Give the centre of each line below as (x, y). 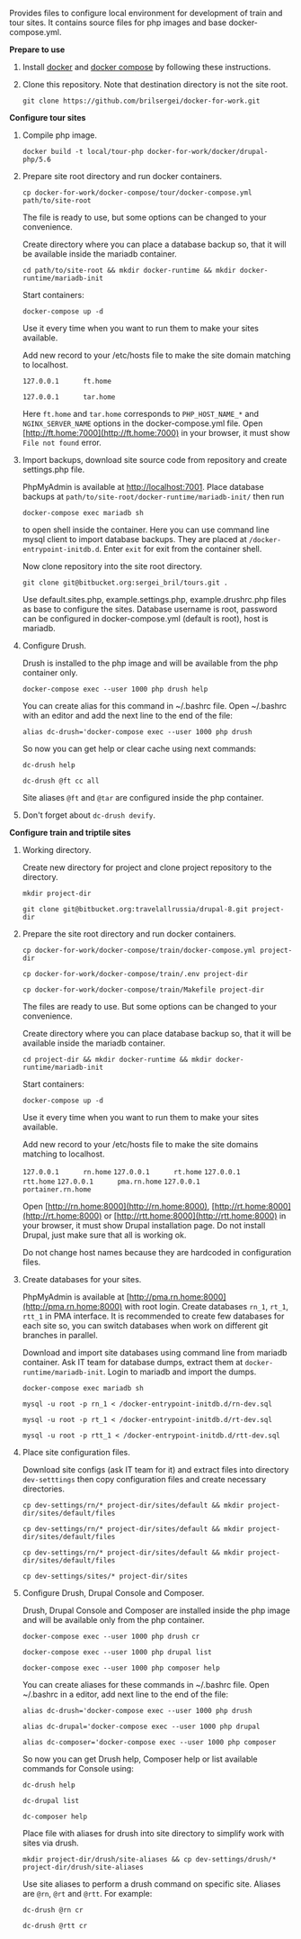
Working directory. (57, 850)
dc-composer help (55, 1817)
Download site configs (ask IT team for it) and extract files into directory (155, 1470)
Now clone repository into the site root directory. (112, 566)
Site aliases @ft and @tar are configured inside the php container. (143, 797)
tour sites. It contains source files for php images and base (118, 23)
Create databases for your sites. (82, 1279)
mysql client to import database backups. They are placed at (134, 539)
